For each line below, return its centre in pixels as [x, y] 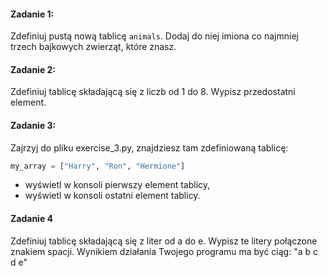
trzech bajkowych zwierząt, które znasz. [93, 47]
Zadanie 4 [32, 219]
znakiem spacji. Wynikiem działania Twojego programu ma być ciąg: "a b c [164, 251]
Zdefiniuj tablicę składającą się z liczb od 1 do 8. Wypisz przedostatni [153, 92]
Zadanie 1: [32, 14]
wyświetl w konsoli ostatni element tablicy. [112, 196]
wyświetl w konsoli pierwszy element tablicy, [117, 185]
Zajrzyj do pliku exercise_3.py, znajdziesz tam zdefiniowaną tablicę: [149, 147]
